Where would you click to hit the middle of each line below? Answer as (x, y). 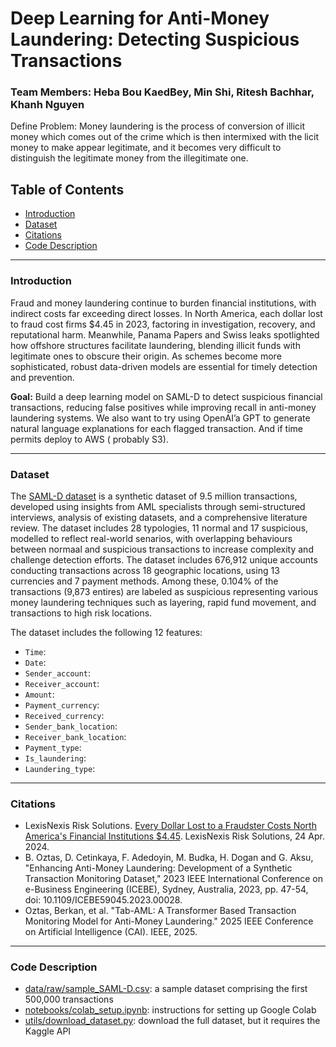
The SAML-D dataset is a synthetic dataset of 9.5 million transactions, (154, 496)
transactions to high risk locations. (81, 613)
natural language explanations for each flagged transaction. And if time (157, 428)
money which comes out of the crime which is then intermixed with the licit (164, 137)
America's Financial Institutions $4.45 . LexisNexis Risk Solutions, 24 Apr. (174, 836)
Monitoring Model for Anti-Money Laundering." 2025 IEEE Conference (169, 921)
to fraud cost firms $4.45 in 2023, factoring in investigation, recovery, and (163, 324)
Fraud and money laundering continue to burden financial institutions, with (163, 303)
